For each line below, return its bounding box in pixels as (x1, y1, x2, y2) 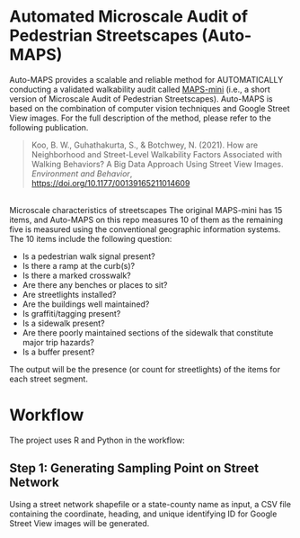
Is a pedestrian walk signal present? (22, 250, 155, 262)
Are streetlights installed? (22, 289, 117, 300)
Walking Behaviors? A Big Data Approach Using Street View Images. (31, 158, 285, 169)
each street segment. (9, 373, 88, 384)
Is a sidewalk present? (22, 318, 105, 328)
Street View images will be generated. (9, 517, 150, 528)
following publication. (9, 121, 89, 132)
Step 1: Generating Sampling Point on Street (9, 461, 259, 476)
